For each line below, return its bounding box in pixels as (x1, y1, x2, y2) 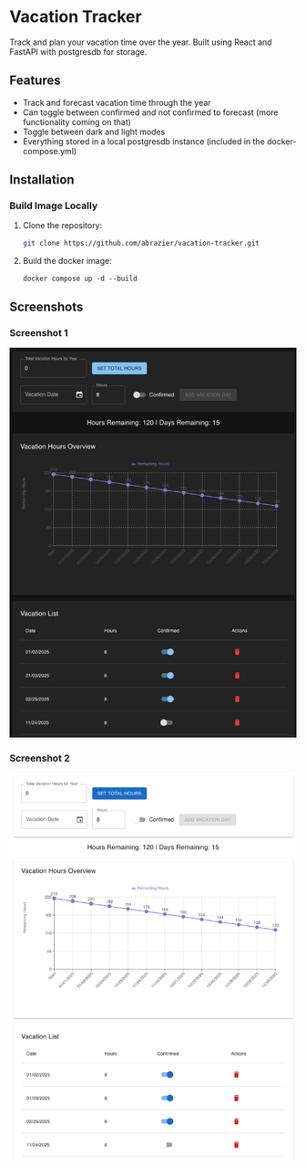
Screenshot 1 (9, 326, 68, 339)
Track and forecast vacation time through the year (22, 97, 211, 108)
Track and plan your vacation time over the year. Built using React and (9, 37, 272, 47)
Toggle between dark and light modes (22, 126, 166, 137)
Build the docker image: (22, 256, 112, 267)
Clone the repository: (22, 220, 103, 231)
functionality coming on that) (22, 116, 132, 127)
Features (9, 73, 61, 89)
